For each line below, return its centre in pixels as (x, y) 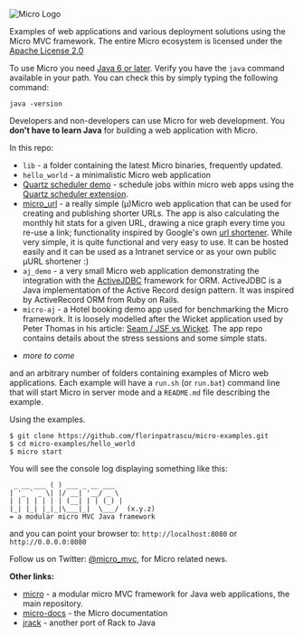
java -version (36, 104)
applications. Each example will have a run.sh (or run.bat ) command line (145, 383)
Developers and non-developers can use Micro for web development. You (147, 121)
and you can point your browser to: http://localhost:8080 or (123, 534)
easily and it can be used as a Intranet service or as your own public (150, 252)
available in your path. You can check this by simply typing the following (144, 78)
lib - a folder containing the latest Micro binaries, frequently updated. (152, 165)
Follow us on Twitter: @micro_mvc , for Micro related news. (118, 559)
